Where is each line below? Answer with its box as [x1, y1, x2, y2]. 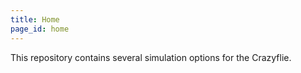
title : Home [10, 14, 60, 25]
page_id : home [10, 24, 70, 34]
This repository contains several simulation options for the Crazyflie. [10, 51, 292, 63]
